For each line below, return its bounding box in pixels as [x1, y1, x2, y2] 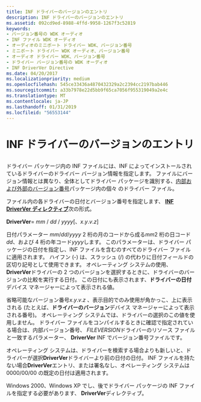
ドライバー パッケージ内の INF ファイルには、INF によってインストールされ [6, 162, 192, 169]
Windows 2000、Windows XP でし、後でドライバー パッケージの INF [6, 382, 178, 389]
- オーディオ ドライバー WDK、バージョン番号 [6, 54, 105, 60]
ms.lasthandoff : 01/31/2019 [6, 104, 77, 110]
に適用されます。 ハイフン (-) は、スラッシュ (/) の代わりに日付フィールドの [6, 253, 194, 261]
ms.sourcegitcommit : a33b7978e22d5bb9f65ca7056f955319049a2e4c [6, 87, 169, 93]
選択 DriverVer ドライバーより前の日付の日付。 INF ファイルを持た [32, 354, 196, 361]
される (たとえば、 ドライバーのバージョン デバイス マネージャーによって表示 [6, 303, 194, 311]
